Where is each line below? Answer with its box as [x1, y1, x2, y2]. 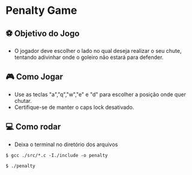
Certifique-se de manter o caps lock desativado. [14, 103, 134, 111]
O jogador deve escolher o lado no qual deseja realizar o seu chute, [14, 48, 182, 54]
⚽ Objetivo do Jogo [5, 28, 80, 38]
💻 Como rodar [5, 121, 61, 132]
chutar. [14, 97, 32, 104]
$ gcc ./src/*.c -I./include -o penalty [5, 152, 109, 158]
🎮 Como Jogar [5, 72, 64, 82]
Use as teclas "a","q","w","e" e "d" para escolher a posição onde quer [14, 91, 187, 98]
